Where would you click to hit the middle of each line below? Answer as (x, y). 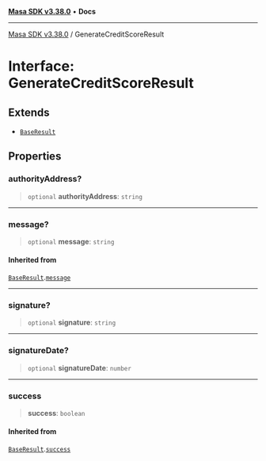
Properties (35, 157)
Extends (29, 112)
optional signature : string (72, 323)
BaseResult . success (40, 449)
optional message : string (71, 241)
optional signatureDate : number (80, 367)
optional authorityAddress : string (85, 196)
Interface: (42, 66)
